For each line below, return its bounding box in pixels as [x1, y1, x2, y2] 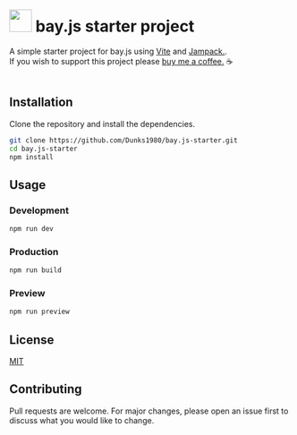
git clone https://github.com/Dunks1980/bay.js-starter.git [9, 135, 239, 145]
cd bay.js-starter [9, 144, 78, 153]
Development [9, 204, 70, 217]
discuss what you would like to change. [9, 414, 155, 425]
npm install [9, 152, 54, 161]
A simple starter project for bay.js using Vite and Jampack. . [9, 46, 228, 56]
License [9, 332, 55, 347]
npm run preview [9, 307, 70, 317]
